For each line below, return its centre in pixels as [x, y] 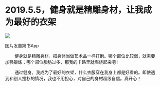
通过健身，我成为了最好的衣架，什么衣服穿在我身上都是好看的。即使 [83, 72]
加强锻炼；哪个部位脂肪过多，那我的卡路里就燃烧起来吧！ [62, 62]
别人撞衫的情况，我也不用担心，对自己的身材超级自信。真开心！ [77, 78]
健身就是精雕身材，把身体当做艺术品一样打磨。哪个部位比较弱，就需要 [85, 56]
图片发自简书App [22, 45]
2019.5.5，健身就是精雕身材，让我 [74, 10]
